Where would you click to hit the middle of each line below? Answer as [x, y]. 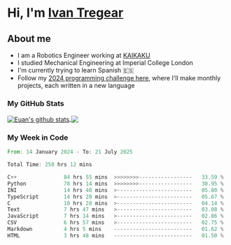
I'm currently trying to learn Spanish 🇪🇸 [76, 70]
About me [29, 39]
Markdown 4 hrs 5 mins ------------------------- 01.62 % [115, 229]
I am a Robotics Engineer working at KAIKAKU [84, 55]
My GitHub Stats [36, 103]
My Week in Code [38, 138]
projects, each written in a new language [76, 86]
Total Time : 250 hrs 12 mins [50, 165]
